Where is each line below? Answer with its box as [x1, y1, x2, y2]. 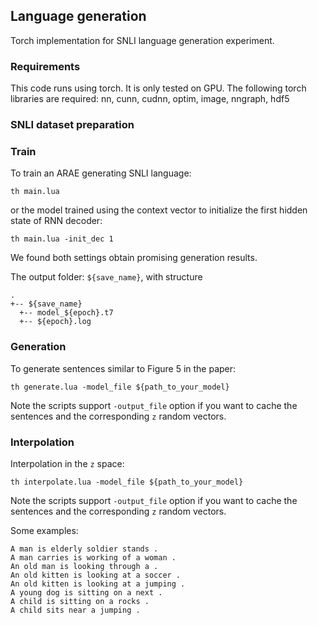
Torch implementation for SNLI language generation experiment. [10, 34, 275, 46]
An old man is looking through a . [10, 561, 159, 571]
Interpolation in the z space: [10, 457, 125, 469]
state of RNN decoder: [10, 215, 103, 227]
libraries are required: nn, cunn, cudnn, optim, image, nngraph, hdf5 [10, 93, 290, 105]
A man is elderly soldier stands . [10, 544, 159, 554]
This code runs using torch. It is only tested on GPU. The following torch [10, 82, 307, 94]
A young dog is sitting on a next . [10, 587, 163, 598]
